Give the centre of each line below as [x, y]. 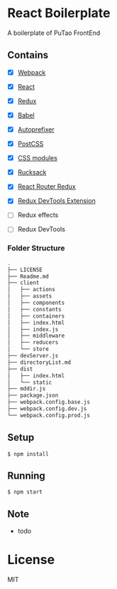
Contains [28, 55]
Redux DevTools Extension [56, 201]
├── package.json [33, 396]
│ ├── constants [34, 309]
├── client [23, 283]
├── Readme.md [28, 276]
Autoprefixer [36, 129]
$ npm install [28, 454]
